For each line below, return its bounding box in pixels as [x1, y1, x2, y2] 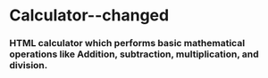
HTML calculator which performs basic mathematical [9, 37, 246, 50]
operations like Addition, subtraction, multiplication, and [9, 48, 259, 60]
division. [9, 59, 48, 72]
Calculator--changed [9, 5, 170, 26]
